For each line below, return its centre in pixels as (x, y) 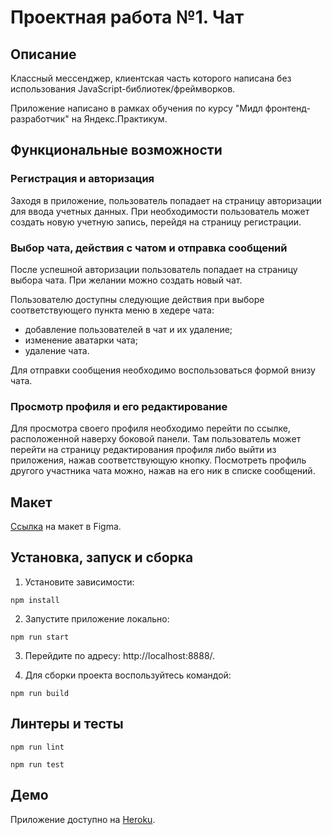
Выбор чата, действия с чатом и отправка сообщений (149, 248)
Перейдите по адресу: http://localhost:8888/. (120, 655)
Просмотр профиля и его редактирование (119, 406)
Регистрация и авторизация (82, 179)
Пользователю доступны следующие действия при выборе (137, 299)
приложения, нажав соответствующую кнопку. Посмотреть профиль (158, 460)
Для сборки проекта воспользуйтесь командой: (128, 675)
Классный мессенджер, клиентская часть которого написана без (151, 78)
